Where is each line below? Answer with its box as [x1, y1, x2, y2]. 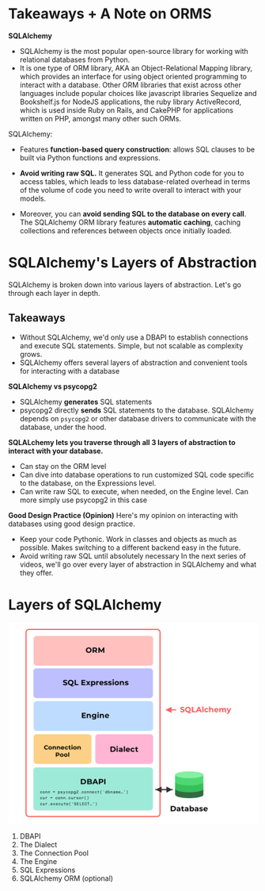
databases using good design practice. [8, 519, 136, 528]
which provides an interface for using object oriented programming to [19, 71, 248, 81]
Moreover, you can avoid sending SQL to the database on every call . [19, 209, 247, 218]
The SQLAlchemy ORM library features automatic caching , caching [19, 217, 241, 227]
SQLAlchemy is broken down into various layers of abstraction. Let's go [8, 279, 241, 290]
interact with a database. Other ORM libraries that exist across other [19, 80, 241, 90]
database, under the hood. [19, 422, 107, 432]
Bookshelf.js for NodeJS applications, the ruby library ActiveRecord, [19, 97, 242, 106]
